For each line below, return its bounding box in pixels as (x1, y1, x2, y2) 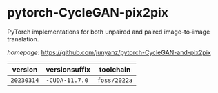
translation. (7, 34, 39, 43)
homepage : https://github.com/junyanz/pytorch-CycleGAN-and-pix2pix (7, 48, 212, 56)
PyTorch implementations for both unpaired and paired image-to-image (7, 28, 210, 36)
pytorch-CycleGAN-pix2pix (7, 5, 169, 21)
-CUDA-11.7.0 (46, 76, 88, 84)
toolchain (99, 64, 131, 74)
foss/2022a (97, 76, 133, 84)
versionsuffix (46, 64, 91, 74)
